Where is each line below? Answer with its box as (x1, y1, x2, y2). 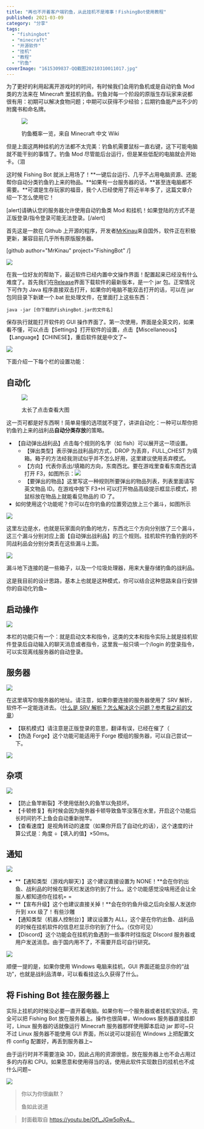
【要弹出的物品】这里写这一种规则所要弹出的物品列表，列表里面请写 (24, 478, 195, 485)
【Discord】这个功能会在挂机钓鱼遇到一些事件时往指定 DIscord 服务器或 (15, 931, 195, 938)
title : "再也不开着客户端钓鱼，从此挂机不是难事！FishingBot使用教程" (6, 9, 167, 15)
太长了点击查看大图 (21, 406, 70, 413)
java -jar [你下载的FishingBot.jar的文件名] (6, 307, 114, 313)
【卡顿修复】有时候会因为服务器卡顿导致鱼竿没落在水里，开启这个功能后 (15, 807, 196, 814)
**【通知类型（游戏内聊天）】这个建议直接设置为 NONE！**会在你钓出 (15, 878, 189, 885)
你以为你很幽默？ (21, 1090, 64, 1097)
